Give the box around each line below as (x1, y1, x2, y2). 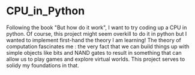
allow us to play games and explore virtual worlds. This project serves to (6, 55, 185, 62)
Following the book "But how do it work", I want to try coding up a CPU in (6, 24, 187, 31)
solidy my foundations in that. (6, 61, 79, 69)
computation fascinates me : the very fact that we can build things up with (6, 43, 190, 50)
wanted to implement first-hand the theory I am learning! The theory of (6, 36, 182, 43)
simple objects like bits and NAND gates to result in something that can (6, 49, 182, 56)
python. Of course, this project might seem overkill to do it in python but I (6, 30, 187, 37)
